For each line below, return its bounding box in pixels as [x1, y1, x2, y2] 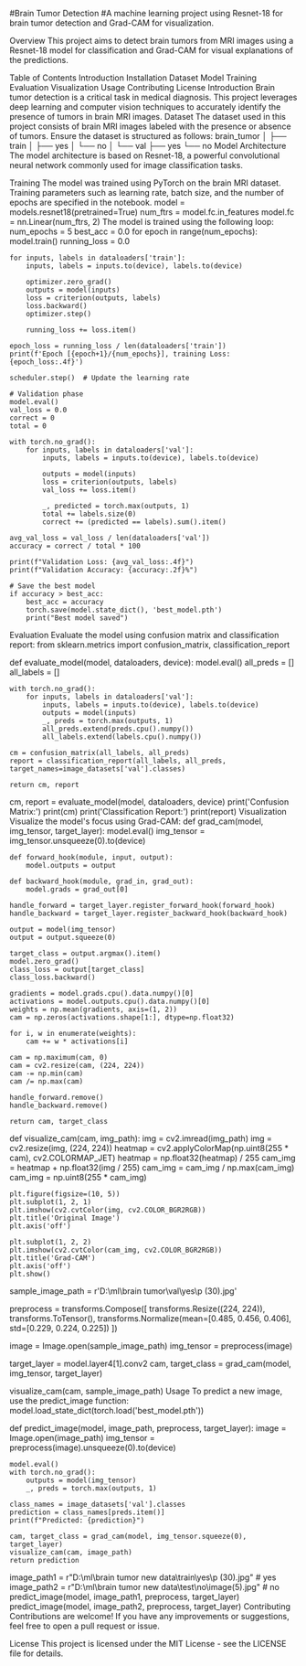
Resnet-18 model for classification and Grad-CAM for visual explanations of [9, 45, 294, 56]
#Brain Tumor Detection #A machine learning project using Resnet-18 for [9, 8, 283, 18]
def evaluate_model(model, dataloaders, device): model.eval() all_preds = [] [9, 657, 295, 667]
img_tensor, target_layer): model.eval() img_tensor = [9, 826, 206, 836]
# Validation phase [9, 390, 84, 399]
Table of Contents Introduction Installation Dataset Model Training [9, 72, 258, 83]
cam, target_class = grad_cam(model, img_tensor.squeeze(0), [9, 1532, 248, 1541]
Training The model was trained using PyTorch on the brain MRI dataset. [9, 177, 281, 188]
